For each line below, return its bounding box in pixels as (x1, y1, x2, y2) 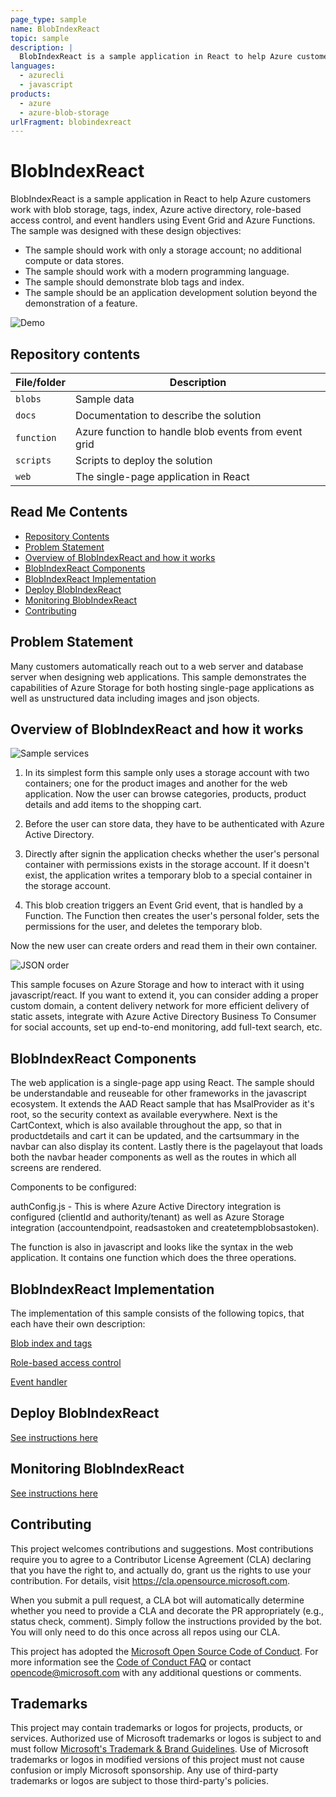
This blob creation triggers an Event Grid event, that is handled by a (24, 899, 303, 911)
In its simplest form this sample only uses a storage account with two (24, 767, 310, 779)
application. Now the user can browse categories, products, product (24, 788, 307, 800)
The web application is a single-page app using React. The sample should (10, 1077, 315, 1089)
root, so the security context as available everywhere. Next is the (10, 1109, 278, 1121)
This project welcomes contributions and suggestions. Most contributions (10, 1542, 314, 1555)
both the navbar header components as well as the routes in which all (10, 1151, 297, 1163)
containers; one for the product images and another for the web (24, 777, 288, 790)
